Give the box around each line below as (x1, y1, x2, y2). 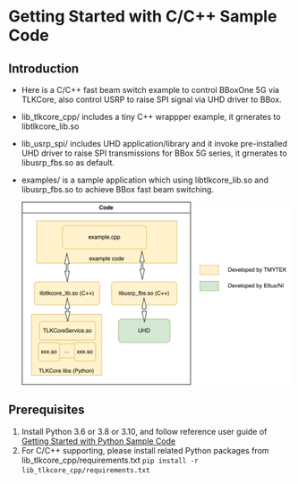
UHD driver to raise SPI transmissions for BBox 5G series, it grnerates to (21, 148, 287, 158)
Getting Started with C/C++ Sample (8, 6, 277, 27)
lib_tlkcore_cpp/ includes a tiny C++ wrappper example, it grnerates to (21, 112, 281, 122)
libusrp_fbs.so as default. (21, 157, 115, 167)
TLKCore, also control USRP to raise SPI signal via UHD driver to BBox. (21, 94, 283, 105)
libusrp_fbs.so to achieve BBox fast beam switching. (21, 184, 214, 194)
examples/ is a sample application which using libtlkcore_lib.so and (21, 174, 269, 185)
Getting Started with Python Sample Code (21, 436, 176, 446)
